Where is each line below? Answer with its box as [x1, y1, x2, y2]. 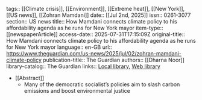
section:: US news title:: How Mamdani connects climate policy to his [6, 18, 177, 25]
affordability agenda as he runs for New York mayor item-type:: [6, 24, 164, 31]
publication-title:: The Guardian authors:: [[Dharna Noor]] [43, 57, 185, 63]
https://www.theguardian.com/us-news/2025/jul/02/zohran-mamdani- [6, 50, 182, 57]
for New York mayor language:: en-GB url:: [6, 43, 112, 51]
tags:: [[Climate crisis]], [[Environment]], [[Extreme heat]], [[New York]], [6, 5, 185, 12]
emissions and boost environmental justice [24, 87, 131, 94]
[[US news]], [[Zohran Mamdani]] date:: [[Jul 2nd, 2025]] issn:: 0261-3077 [6, 11, 191, 19]
